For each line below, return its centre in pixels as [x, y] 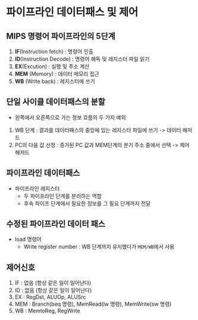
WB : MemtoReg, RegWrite [47, 311]
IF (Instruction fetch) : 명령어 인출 [54, 52]
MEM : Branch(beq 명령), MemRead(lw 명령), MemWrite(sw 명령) [93, 304]
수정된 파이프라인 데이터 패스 [56, 224]
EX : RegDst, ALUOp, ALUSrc [50, 297]
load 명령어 [28, 240]
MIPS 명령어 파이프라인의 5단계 [61, 36]
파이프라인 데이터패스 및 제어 [72, 12]
